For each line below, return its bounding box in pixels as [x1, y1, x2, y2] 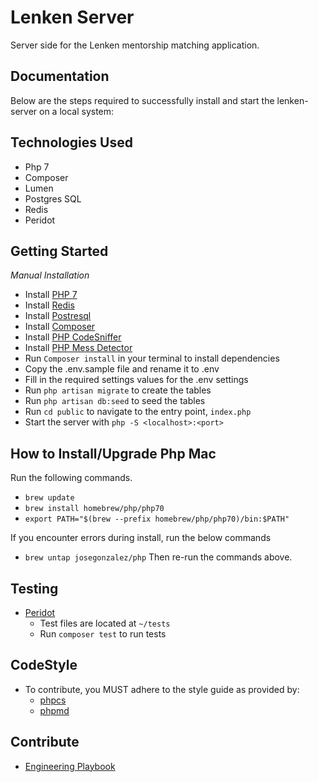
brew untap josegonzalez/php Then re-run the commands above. [24, 551, 293, 563]
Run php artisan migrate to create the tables [24, 384, 212, 396]
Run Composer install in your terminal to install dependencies [24, 352, 280, 365]
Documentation [10, 68, 110, 85]
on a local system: [39, 105, 115, 117]
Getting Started [10, 242, 109, 260]
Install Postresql [24, 310, 92, 322]
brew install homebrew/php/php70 [24, 504, 165, 514]
